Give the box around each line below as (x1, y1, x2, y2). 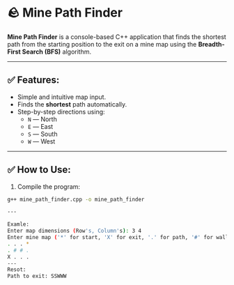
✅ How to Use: (7, 164, 71, 176)
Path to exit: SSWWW (7, 272, 68, 280)
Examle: (7, 221, 30, 228)
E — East (27, 122, 54, 130)
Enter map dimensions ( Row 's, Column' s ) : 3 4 (7, 227, 141, 235)
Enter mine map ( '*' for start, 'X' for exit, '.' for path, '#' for (7, 234, 214, 241)
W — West (27, 137, 56, 146)
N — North (27, 115, 57, 123)
